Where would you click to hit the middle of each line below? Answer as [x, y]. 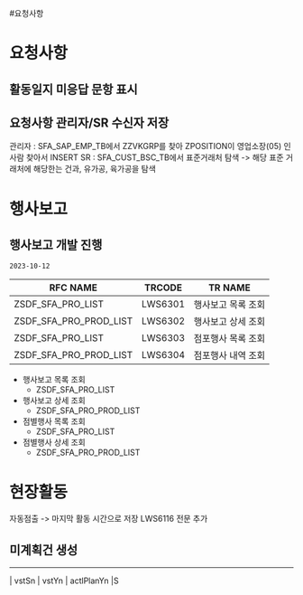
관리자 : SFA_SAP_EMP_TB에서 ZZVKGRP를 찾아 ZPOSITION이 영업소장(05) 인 [150, 146]
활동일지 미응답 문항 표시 [73, 89]
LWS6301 [163, 304]
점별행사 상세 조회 [54, 442]
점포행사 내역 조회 [230, 355]
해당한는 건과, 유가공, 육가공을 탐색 [94, 169]
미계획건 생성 [44, 550]
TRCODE [163, 288]
